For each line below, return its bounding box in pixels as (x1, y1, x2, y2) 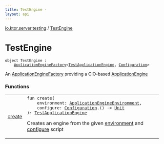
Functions (5, 83, 29, 90)
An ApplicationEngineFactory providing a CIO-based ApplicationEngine (5, 71, 148, 77)
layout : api (5, 12, 29, 17)
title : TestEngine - (5, 7, 47, 12)
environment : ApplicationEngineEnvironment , (37, 100, 143, 105)
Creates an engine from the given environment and (26, 120, 144, 126)
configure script (26, 125, 64, 132)
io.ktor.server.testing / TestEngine (5, 25, 73, 31)
